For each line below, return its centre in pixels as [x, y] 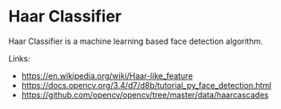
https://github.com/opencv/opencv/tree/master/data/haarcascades [145, 95]
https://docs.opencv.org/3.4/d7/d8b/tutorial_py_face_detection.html [146, 85]
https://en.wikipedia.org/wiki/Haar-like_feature [107, 75]
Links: [19, 58]
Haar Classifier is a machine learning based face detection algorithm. [136, 41]
